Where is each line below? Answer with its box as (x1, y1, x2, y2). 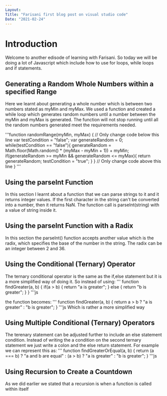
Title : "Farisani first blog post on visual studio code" (5, 12, 128, 17)
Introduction (5, 38, 58, 49)
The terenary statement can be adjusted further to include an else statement (5, 332, 162, 338)
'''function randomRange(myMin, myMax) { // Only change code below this (5, 132, 160, 138)
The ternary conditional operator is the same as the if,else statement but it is (5, 273, 162, 279)
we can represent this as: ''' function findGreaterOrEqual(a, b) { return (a (5, 348, 155, 354)
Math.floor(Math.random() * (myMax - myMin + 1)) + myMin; (5, 148, 129, 154)
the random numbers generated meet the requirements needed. (5, 122, 137, 128)
